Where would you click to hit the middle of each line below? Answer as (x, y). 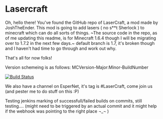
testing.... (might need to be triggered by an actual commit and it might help (81, 106)
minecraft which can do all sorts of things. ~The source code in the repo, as (81, 33)
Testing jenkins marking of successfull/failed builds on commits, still (74, 100)
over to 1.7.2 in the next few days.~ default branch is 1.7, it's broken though (80, 43)
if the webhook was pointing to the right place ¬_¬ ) (57, 111)
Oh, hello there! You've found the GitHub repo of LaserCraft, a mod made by (82, 22)
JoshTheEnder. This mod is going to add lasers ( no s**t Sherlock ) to (75, 27)
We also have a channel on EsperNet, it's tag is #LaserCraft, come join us (79, 86)
